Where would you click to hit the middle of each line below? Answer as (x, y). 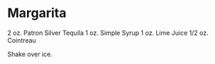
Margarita (37, 13)
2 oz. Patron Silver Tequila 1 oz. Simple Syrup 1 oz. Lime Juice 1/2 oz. (108, 33)
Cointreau (22, 40)
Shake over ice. (30, 54)
